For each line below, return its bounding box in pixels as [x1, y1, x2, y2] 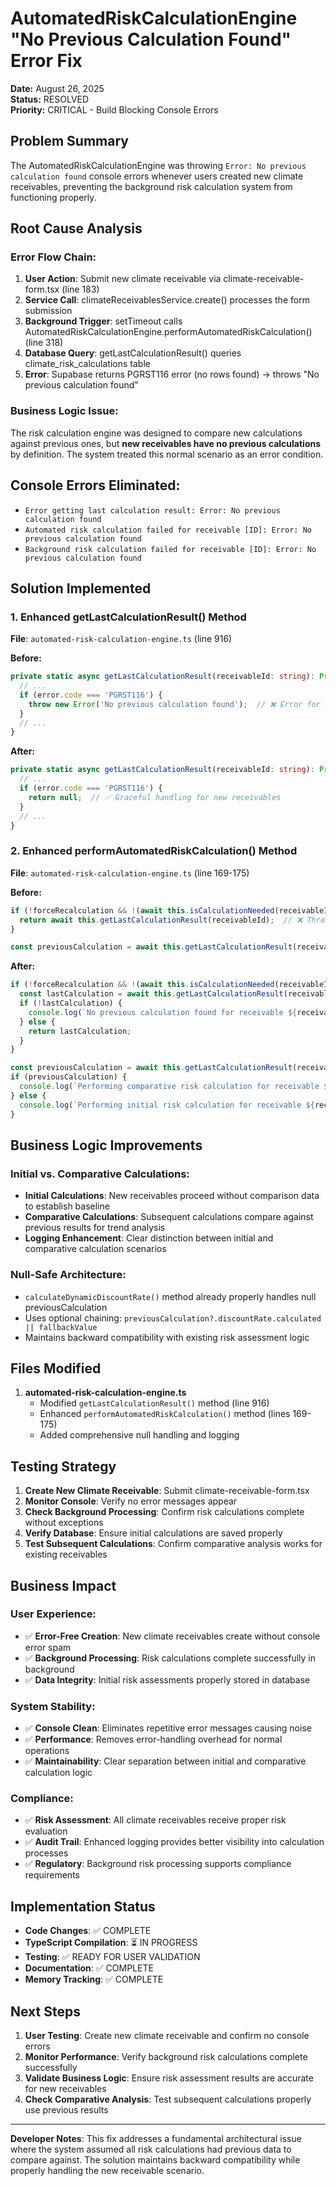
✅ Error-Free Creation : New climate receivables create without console [24, 1630, 321, 1642]
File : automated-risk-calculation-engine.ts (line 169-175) [10, 867, 250, 879]
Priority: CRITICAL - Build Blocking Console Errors [10, 103, 219, 116]
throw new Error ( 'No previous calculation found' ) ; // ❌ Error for [28, 699, 321, 709]
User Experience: [10, 1607, 97, 1621]
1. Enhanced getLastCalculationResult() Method [10, 610, 247, 624]
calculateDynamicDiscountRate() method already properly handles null [24, 1290, 317, 1302]
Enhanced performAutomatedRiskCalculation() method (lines [39, 1408, 291, 1420]
